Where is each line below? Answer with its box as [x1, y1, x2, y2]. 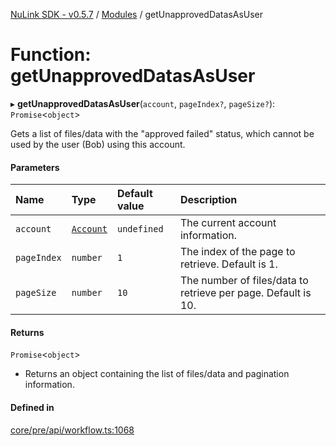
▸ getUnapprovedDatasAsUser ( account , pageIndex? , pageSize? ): [10, 97, 276, 109]
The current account [179, 216, 277, 230]
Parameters [10, 161, 60, 173]
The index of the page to [179, 245, 296, 259]
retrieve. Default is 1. [179, 257, 278, 271]
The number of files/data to [179, 274, 309, 288]
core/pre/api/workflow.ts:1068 [10, 424, 135, 436]
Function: [10, 44, 92, 66]
